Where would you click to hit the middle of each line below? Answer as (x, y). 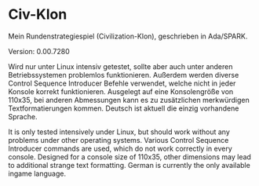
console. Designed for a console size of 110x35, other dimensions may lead (129, 157)
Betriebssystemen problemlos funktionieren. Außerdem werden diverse (124, 75)
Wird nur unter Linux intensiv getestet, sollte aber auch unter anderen (120, 66)
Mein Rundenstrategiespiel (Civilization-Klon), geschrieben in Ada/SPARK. (128, 36)
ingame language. (37, 173)
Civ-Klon (38, 15)
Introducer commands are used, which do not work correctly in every (120, 148)
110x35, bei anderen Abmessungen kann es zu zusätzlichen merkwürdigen (129, 100)
